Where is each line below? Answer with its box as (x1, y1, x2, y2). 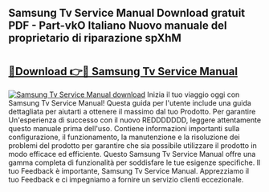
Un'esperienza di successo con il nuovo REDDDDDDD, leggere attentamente (8, 115, 262, 125)
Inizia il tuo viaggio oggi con (147, 90, 240, 99)
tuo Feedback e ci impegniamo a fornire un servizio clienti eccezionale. (8, 175, 244, 184)
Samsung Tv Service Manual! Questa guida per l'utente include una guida (8, 98, 251, 107)
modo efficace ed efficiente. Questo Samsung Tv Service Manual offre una (8, 150, 256, 158)
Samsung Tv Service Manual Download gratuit (8, 6, 246, 20)
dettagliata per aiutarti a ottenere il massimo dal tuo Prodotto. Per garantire (8, 107, 256, 116)
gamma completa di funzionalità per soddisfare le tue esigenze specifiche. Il (8, 158, 261, 167)
